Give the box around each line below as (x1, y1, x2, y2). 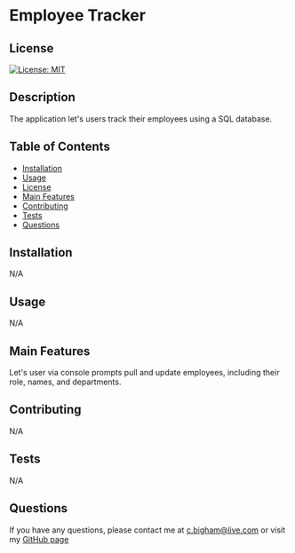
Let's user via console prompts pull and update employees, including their (9, 367, 280, 378)
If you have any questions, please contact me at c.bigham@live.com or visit (9, 525, 286, 535)
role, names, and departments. (9, 376, 122, 387)
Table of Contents (9, 139, 111, 154)
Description (9, 90, 76, 105)
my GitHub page (9, 533, 69, 544)
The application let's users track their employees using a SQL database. (9, 113, 273, 124)
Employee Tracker (9, 5, 147, 26)
